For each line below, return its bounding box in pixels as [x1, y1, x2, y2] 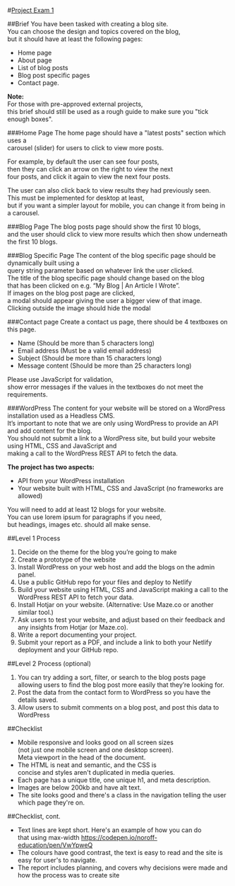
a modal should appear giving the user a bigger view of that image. [7, 297, 203, 305]
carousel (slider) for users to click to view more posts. [7, 144, 164, 152]
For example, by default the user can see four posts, [7, 157, 159, 166]
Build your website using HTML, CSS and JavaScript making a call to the [17, 586, 229, 593]
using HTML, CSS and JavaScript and [7, 442, 117, 450]
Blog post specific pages [17, 71, 90, 79]
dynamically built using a [7, 259, 80, 267]
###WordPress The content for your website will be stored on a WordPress [7, 404, 226, 412]
